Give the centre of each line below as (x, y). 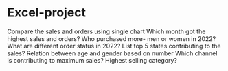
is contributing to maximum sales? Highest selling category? (92, 60)
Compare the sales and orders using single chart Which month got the (106, 31)
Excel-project (47, 13)
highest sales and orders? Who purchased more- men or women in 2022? (112, 38)
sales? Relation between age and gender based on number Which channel (112, 53)
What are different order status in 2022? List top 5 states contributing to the (114, 46)
